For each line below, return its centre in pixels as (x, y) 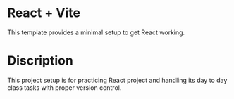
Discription (41, 61)
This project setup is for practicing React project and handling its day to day (117, 80)
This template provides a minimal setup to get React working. (96, 32)
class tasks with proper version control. (64, 87)
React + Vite (44, 13)
